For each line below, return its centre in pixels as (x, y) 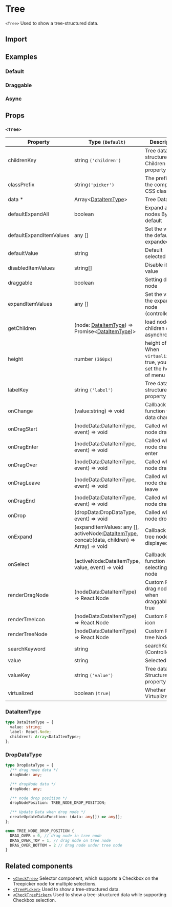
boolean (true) (92, 693)
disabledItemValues (31, 268)
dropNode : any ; (26, 789)
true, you (156, 362)
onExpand (20, 537)
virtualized (20, 693)
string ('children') (98, 161)
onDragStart (23, 429)
